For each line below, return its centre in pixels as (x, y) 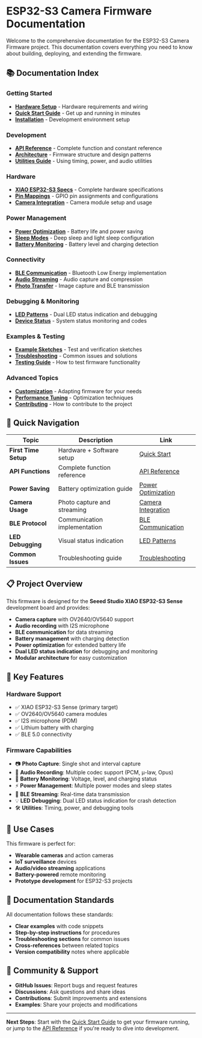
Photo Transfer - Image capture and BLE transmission (82, 285)
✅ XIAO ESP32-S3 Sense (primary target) (66, 707)
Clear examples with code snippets (59, 926)
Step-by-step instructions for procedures (67, 932)
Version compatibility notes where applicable (72, 952)
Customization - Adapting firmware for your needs (78, 391)
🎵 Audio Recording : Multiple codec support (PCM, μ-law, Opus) (94, 773)
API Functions (30, 471)
